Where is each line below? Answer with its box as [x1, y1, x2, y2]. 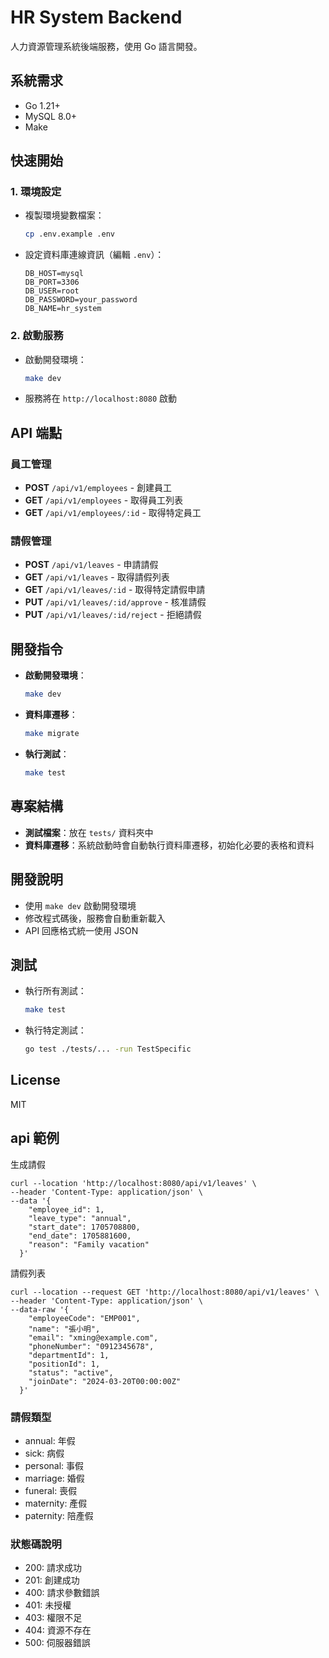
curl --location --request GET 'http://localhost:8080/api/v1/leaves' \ [10, 1287, 320, 1297]
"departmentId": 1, [28, 1350, 110, 1360]
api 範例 [10, 1130, 60, 1147]
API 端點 [10, 424, 63, 441]
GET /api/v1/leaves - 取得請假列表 [24, 571, 170, 583]
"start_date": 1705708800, [28, 1222, 141, 1232]
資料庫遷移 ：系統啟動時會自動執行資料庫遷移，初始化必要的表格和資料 [24, 839, 315, 851]
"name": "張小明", [28, 1324, 101, 1334]
